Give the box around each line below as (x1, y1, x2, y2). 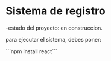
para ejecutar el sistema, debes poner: (5, 36, 102, 43)
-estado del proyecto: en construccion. (5, 24, 103, 31)
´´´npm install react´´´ (5, 47, 58, 55)
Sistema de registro (5, 4, 106, 18)
